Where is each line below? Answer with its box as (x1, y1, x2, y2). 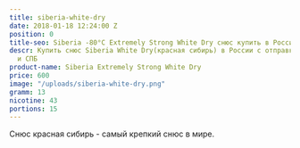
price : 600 (9, 71, 50, 80)
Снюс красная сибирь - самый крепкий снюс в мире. (9, 128, 215, 139)
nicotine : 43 (9, 95, 58, 105)
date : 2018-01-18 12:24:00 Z (9, 21, 118, 30)
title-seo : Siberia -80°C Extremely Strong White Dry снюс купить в (9, 37, 270, 47)
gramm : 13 (9, 87, 46, 96)
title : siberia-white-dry (9, 12, 105, 22)
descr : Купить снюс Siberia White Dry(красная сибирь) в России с (9, 46, 262, 55)
